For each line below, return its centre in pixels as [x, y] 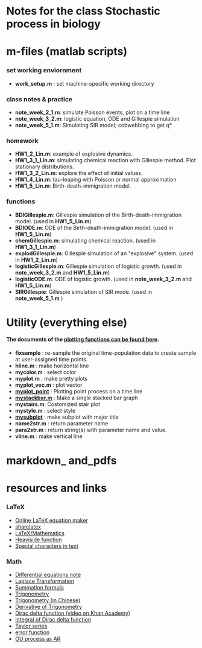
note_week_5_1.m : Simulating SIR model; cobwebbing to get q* [93, 125]
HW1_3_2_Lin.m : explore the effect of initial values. [79, 173]
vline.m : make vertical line [49, 436]
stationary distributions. [44, 167]
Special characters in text [46, 546]
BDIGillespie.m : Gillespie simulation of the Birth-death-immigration [98, 215]
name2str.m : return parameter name [62, 423]
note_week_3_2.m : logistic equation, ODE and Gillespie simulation [97, 118]
